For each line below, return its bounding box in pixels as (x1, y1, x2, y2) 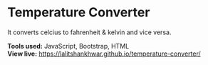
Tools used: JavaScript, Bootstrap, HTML (7, 41, 130, 50)
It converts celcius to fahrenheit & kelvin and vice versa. (7, 28, 172, 36)
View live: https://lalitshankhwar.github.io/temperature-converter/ (7, 49, 201, 58)
